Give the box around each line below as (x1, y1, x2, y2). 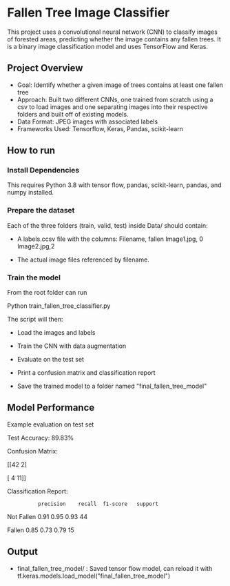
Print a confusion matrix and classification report (17, 369, 156, 377)
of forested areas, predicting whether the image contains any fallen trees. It (7, 35, 222, 43)
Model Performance (7, 402, 95, 413)
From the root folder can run (7, 289, 87, 297)
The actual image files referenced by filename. (17, 255, 149, 264)
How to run (7, 145, 56, 157)
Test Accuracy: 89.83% (7, 433, 74, 442)
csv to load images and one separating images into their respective (17, 102, 208, 111)
